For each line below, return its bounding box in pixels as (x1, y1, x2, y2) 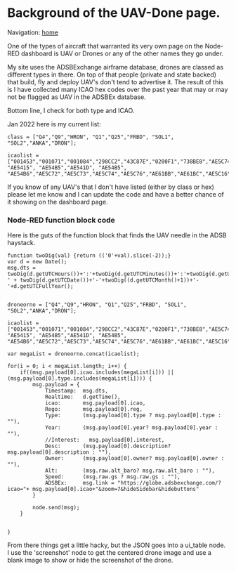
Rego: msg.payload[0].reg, (44, 406, 143, 413)
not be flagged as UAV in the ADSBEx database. (7, 93, 146, 101)
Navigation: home (7, 28, 58, 37)
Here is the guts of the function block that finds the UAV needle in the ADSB (7, 231, 227, 239)
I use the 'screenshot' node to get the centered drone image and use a (7, 549, 212, 557)
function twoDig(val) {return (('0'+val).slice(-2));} (7, 252, 171, 259)
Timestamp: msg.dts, (44, 388, 109, 395)
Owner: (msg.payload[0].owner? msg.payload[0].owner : (44, 455, 225, 462)
